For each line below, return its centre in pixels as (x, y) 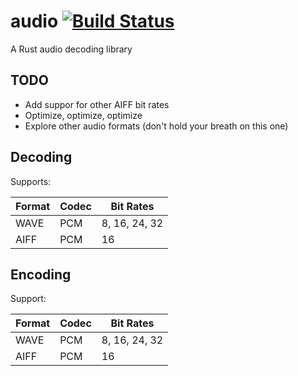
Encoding (41, 274)
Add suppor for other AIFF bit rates (97, 104)
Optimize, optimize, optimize (83, 115)
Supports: (31, 181)
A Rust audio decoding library (71, 49)
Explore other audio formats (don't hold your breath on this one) (156, 126)
